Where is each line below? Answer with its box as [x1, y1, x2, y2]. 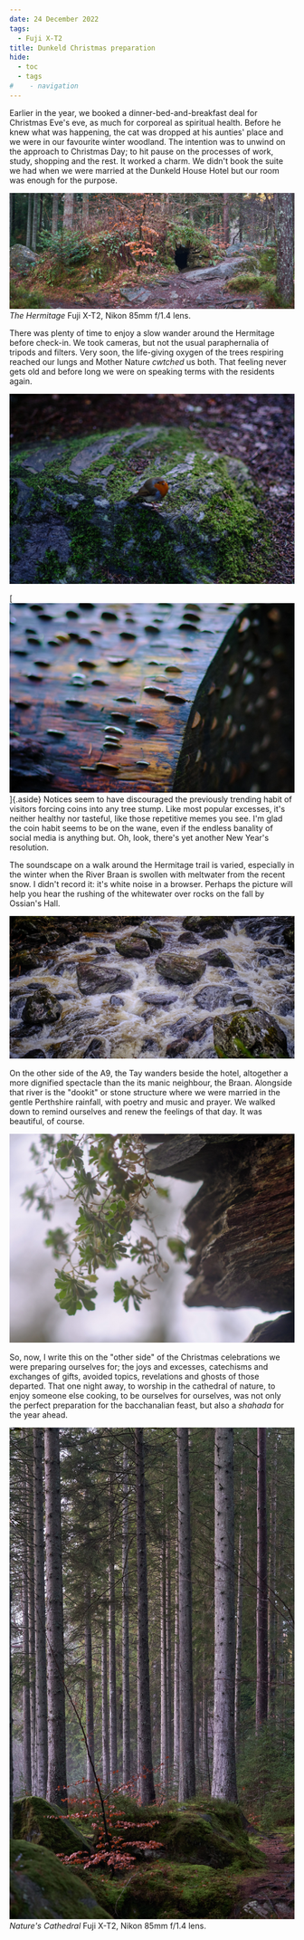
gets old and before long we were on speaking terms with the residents [9, 366, 275, 377]
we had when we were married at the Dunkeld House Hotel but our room [9, 165, 280, 176]
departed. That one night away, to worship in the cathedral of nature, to [9, 1381, 276, 1391]
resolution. [9, 842, 50, 853]
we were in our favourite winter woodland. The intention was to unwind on [9, 136, 286, 147]
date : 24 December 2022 [9, 14, 100, 24]
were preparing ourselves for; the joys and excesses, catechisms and [9, 1362, 269, 1372]
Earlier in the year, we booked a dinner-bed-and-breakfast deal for [9, 107, 258, 118]
